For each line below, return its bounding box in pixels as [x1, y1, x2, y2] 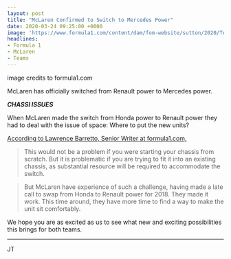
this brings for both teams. [7, 225, 82, 234]
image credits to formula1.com [7, 74, 93, 82]
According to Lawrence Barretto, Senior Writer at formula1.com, [7, 134, 187, 142]
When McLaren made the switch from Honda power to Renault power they [7, 113, 218, 122]
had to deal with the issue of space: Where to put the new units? [7, 121, 190, 129]
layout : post [7, 10, 45, 17]
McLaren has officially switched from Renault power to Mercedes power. [7, 87, 213, 95]
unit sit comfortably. [23, 204, 81, 213]
